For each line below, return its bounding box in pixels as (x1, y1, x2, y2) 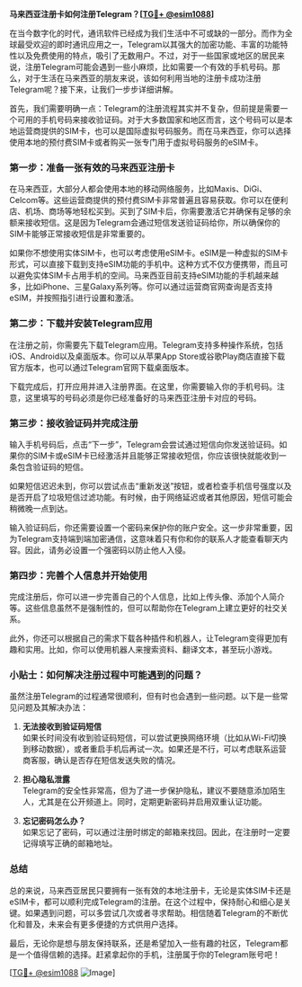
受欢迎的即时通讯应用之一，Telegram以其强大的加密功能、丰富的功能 (24, 40, 280, 49)
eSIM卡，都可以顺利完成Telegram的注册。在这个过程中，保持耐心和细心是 (9, 896, 284, 907)
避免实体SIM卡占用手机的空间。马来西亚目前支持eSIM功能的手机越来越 (16, 270, 279, 281)
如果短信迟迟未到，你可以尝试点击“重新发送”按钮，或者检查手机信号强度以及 (9, 480, 292, 491)
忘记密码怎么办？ (22, 815, 86, 826)
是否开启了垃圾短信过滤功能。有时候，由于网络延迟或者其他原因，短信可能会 (9, 492, 293, 502)
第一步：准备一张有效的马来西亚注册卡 (9, 161, 175, 173)
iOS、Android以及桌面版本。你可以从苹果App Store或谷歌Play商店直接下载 (9, 351, 286, 361)
